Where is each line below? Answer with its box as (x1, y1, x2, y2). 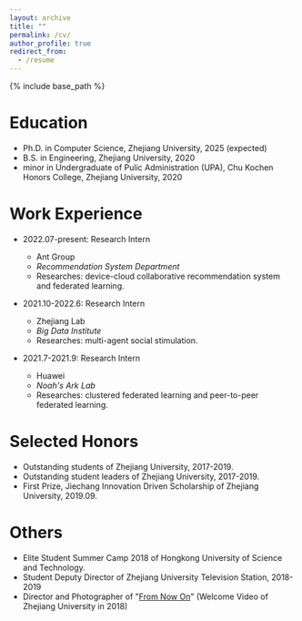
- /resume (17, 56, 55, 65)
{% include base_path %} (9, 81, 106, 91)
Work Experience (9, 204, 143, 224)
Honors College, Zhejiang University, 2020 (22, 171, 183, 182)
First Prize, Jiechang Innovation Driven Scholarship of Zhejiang (22, 480, 259, 492)
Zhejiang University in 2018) (22, 600, 128, 611)
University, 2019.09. (22, 490, 98, 501)
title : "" (9, 22, 47, 31)
